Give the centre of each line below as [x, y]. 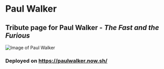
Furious [18, 35]
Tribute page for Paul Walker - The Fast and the [82, 28]
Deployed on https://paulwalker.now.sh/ [56, 60]
